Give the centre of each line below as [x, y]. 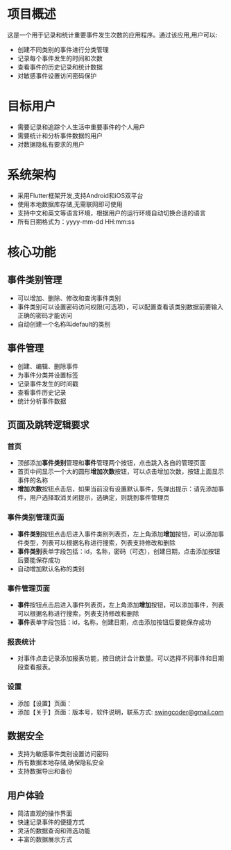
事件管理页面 [29, 588]
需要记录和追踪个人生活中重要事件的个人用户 [81, 126]
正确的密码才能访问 [45, 315]
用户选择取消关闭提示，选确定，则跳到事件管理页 [100, 498]
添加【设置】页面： [45, 703]
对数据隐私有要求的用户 [51, 144]
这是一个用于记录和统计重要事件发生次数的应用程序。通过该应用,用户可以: [112, 35]
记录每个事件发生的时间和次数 [60, 58]
